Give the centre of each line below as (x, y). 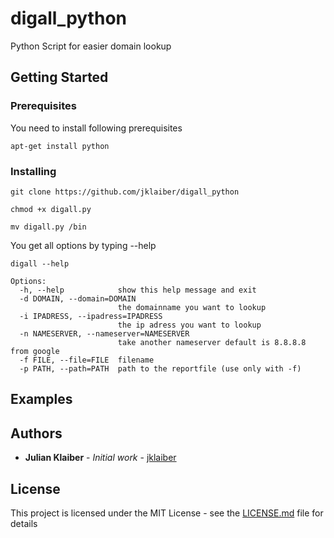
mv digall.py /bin (48, 227)
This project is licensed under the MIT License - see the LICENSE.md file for (167, 513)
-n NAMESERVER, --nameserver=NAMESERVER (104, 333)
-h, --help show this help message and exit (138, 290)
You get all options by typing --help (83, 245)
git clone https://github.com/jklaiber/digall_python (125, 192)
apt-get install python (60, 146)
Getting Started (59, 77)
